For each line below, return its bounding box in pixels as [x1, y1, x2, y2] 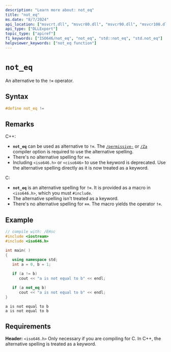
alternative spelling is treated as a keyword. [5, 341, 97, 347]
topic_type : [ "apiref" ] [5, 31, 56, 36]
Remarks [5, 120, 35, 128]
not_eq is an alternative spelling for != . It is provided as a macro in [12, 184, 151, 191]
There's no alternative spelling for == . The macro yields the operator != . [12, 201, 162, 207]
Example [5, 215, 34, 224]
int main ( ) [5, 248, 31, 253]
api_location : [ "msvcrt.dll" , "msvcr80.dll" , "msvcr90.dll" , [5, 21, 138, 27]
